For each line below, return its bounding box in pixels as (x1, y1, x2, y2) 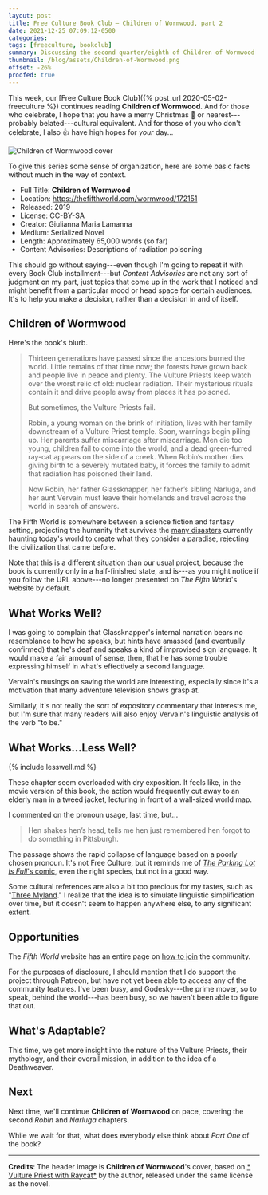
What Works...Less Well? (8, 741, 137, 755)
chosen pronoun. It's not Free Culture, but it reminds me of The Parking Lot (8, 858, 256, 868)
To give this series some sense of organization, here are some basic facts (8, 161, 250, 171)
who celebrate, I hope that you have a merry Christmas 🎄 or (8, 109, 205, 120)
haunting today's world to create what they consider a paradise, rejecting (8, 534, 250, 543)
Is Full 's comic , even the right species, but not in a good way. (8, 866, 209, 876)
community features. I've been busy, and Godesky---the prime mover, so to (8, 984, 257, 993)
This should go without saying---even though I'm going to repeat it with (8, 260, 243, 270)
